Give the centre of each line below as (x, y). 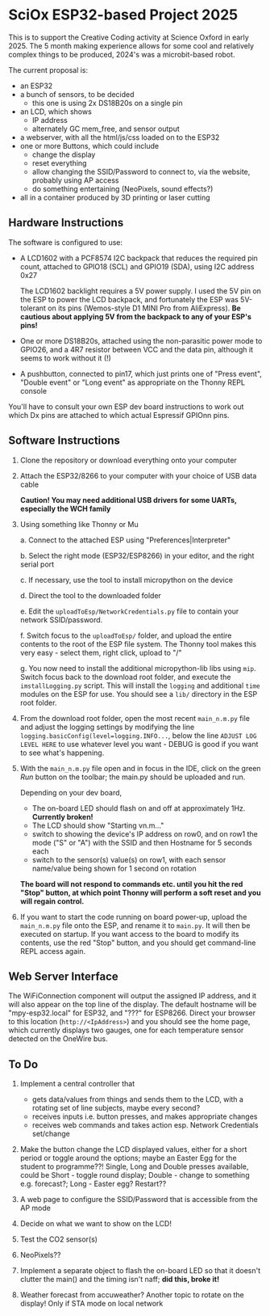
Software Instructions (64, 441)
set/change (51, 1134)
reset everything (59, 162)
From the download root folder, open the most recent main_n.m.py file (135, 718)
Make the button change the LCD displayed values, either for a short (133, 1149)
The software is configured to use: (66, 242)
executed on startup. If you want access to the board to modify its (129, 934)
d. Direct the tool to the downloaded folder (90, 595)
